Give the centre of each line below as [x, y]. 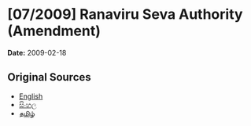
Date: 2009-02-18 [37, 52]
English [31, 96]
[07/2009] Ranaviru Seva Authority [125, 14]
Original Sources [49, 77]
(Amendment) [54, 31]
